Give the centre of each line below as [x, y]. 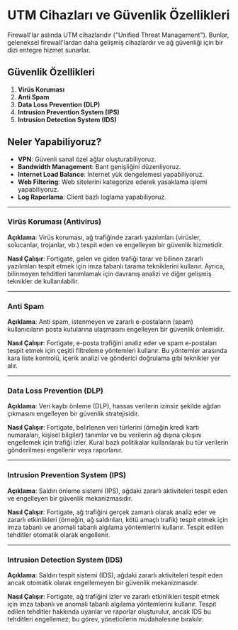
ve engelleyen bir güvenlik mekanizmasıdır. [70, 498]
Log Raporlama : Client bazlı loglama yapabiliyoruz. [92, 197]
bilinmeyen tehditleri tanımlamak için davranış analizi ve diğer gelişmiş [109, 273]
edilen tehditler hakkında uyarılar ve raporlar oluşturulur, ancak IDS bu [109, 612]
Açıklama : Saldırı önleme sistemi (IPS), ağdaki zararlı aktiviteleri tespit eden [118, 491]
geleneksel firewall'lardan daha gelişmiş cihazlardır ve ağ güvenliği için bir [115, 42]
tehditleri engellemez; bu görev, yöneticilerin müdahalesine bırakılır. [106, 619]
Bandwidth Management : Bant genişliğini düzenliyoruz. [99, 166]
